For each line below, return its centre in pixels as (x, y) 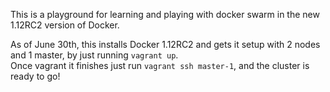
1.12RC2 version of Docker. (65, 25)
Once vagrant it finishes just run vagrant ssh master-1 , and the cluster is (160, 65)
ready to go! (35, 76)
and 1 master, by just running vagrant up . (94, 55)
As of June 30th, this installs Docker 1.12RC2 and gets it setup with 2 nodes (165, 44)
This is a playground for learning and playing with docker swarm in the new (165, 14)
